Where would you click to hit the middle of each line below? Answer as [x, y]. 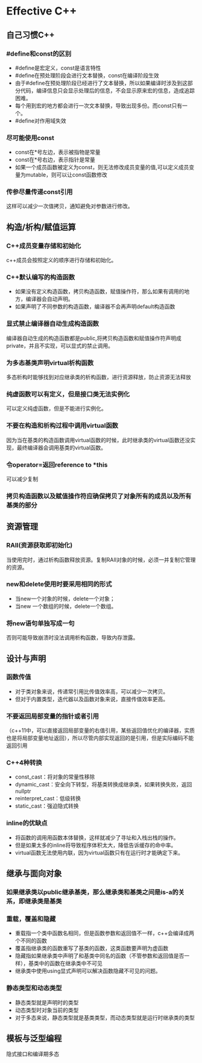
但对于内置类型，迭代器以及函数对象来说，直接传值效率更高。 [92, 699]
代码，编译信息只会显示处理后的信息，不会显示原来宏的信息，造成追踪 [107, 90]
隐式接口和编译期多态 [33, 1054]
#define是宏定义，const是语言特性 [58, 68]
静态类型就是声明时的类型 [47, 1002]
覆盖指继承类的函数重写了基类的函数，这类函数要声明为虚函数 [92, 948]
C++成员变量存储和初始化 [44, 246]
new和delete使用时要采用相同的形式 [59, 584]
